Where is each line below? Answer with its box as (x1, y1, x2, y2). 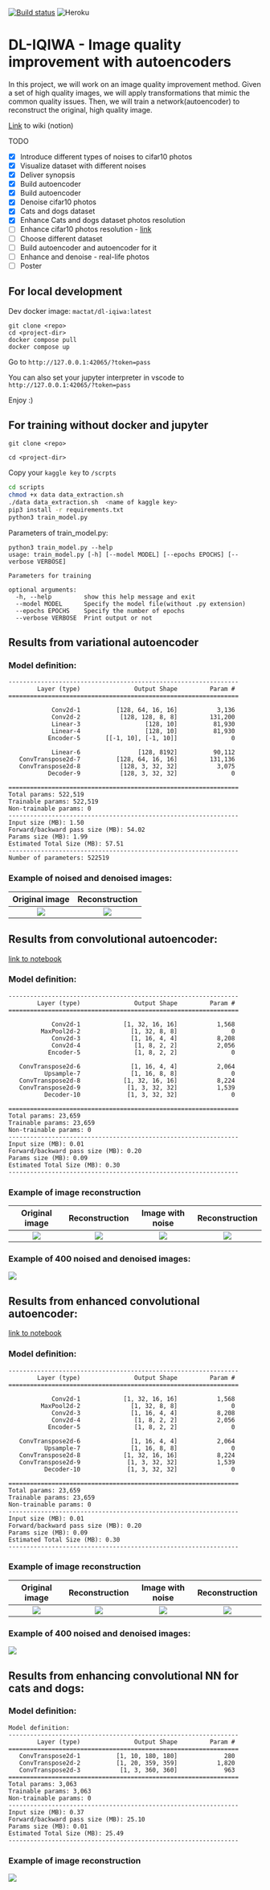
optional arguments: (8, 586, 78, 594)
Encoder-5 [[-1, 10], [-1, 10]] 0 (47, 735, 235, 743)
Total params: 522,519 (8, 791, 84, 799)
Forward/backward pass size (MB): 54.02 (8, 826, 146, 834)
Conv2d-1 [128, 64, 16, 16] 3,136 (51, 706, 235, 714)
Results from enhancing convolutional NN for (8, 1669, 239, 1682)
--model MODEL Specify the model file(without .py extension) (15, 599, 247, 607)
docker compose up (8, 343, 70, 351)
